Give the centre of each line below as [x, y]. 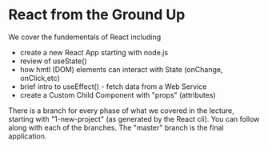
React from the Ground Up [97, 15]
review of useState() [53, 61]
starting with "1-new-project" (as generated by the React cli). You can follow [134, 119]
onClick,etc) [40, 78]
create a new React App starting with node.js [94, 52]
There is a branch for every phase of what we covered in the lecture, [121, 111]
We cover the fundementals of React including [85, 37]
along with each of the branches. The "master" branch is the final [116, 127]
